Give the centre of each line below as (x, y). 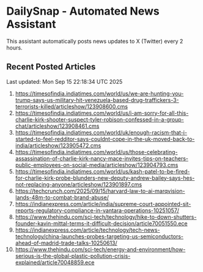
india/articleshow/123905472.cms (58, 145)
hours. (14, 48)
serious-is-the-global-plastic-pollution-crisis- (73, 255)
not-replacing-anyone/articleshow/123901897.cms (79, 184)
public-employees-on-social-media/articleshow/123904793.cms (97, 165)
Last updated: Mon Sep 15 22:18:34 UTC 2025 (65, 81)
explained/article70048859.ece (55, 262)
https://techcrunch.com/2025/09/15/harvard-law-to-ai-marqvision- (100, 191)
